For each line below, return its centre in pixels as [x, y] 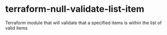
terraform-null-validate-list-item [75, 9]
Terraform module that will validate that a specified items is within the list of [83, 23]
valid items [16, 28]
